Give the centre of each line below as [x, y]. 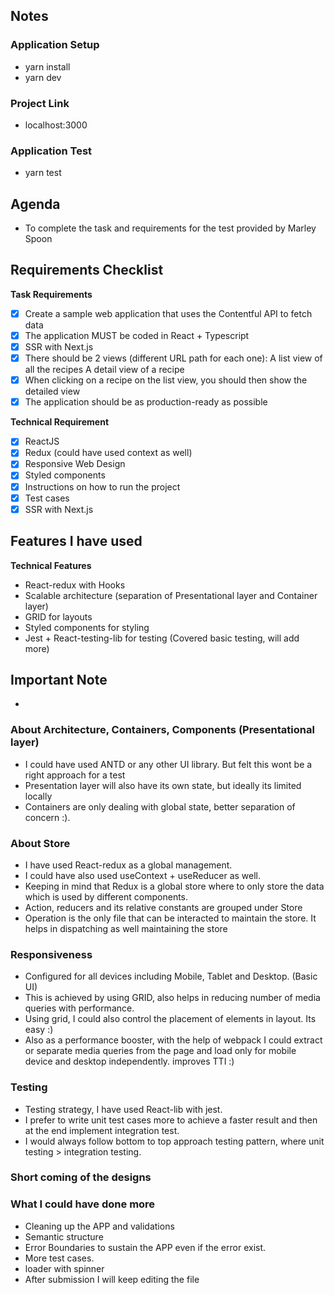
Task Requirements [51, 294]
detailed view [52, 391]
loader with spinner [64, 1268]
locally [38, 796]
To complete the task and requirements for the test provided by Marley [170, 228]
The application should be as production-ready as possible [146, 402]
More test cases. [59, 1258]
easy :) [39, 1030]
